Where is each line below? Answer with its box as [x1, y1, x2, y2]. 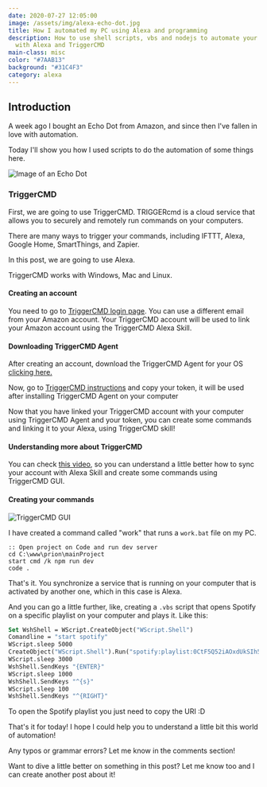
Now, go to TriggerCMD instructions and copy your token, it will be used [8, 383, 245, 392]
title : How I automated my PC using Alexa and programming [8, 26, 208, 34]
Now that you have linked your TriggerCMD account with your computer [8, 407, 245, 416]
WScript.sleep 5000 [8, 641, 73, 649]
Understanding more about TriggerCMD [8, 442, 143, 451]
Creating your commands [8, 494, 95, 504]
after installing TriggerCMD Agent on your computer [8, 392, 179, 401]
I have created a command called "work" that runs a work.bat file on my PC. [8, 528, 257, 537]
